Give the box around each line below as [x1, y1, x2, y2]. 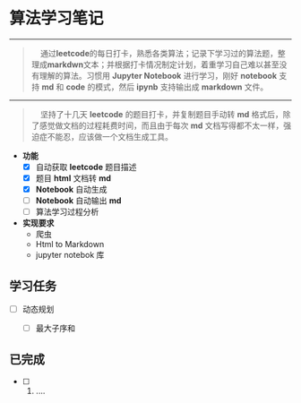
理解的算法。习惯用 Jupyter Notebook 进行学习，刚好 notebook [39, 70, 278, 81]
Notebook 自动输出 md [35, 195, 122, 206]
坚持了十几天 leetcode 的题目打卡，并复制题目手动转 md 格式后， [39, 108, 284, 119]
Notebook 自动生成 [35, 184, 107, 195]
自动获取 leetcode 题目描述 [35, 161, 137, 172]
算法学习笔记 [9, 8, 105, 29]
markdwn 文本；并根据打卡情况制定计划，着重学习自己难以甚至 [47, 59, 279, 70]
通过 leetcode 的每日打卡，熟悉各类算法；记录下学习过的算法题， [39, 47, 278, 58]
